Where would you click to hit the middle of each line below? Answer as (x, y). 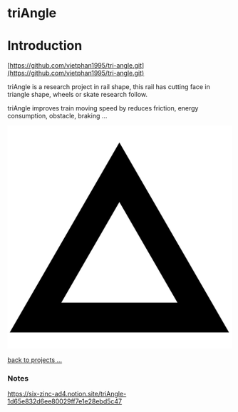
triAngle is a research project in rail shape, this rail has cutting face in (109, 87)
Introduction (45, 46)
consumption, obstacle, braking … (57, 116)
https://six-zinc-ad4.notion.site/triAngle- (67, 394)
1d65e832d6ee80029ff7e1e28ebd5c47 (65, 401)
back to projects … (35, 360)
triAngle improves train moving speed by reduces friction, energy (103, 108)
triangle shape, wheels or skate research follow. (78, 95)
